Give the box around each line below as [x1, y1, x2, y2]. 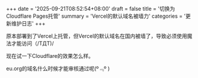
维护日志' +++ [11, 20, 46, 27]
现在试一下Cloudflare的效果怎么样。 [6, 53, 94, 59]
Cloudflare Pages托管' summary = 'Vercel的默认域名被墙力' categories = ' [6, 12, 186, 19]
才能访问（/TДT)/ [11, 40, 54, 47]
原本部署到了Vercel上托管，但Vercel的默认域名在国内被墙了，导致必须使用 [6, 32, 187, 40]
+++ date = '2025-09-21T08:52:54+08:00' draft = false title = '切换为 [6, 5, 176, 12]
